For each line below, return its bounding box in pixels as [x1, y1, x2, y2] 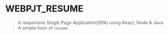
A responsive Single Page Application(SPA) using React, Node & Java [17, 19, 164, 25]
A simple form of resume [17, 24, 68, 30]
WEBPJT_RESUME [5, 3, 84, 14]
